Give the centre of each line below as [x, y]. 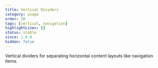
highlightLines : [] [25, 28]
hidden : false [20, 42]
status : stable [21, 33]
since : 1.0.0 [19, 37]
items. [11, 61]
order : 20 [15, 19]
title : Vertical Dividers [32, 10]
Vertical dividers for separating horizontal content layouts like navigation [79, 56]
